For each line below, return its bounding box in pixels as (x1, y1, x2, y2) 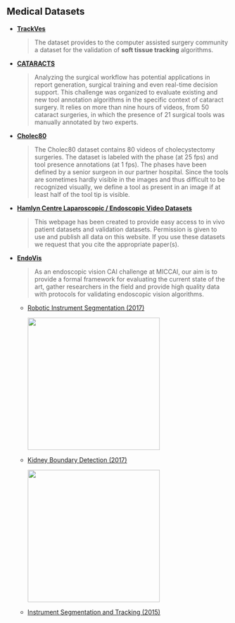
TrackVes (16, 24, 46, 32)
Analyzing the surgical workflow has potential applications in (34, 73, 210, 81)
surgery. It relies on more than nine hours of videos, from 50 (34, 102, 209, 111)
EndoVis (16, 253, 42, 262)
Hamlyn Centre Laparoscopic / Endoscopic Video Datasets (16, 204, 193, 212)
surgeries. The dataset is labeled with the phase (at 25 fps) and (34, 152, 219, 161)
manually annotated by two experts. (34, 118, 139, 126)
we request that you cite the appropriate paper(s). (34, 240, 179, 248)
